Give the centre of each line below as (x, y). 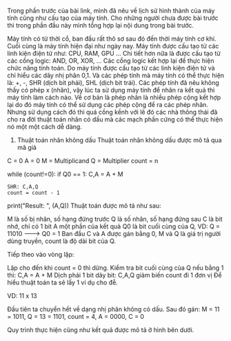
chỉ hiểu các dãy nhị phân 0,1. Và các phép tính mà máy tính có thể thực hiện (116, 75)
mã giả (27, 147)
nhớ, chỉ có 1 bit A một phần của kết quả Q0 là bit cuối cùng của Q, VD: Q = (114, 226)
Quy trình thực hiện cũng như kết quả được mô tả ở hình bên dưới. (101, 330)
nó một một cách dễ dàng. (45, 127)
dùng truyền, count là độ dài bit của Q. (61, 241)
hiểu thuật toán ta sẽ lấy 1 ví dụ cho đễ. (63, 282)
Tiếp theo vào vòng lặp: (41, 254)
